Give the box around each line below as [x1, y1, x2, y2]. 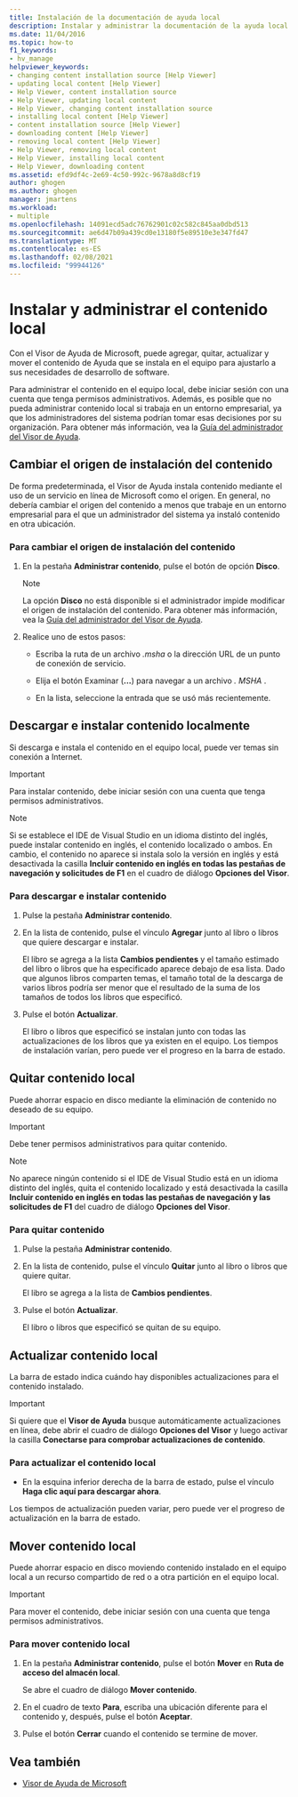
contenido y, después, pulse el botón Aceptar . [21, 1712, 193, 1722]
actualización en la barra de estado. [9, 1513, 141, 1524]
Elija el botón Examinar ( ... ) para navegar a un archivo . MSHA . [35, 675, 267, 686]
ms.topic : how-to [9, 37, 74, 47]
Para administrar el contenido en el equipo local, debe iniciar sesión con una [9, 383, 289, 394]
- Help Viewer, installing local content [9, 153, 165, 163]
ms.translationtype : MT [9, 237, 98, 246]
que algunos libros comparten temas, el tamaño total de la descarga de [21, 973, 284, 984]
